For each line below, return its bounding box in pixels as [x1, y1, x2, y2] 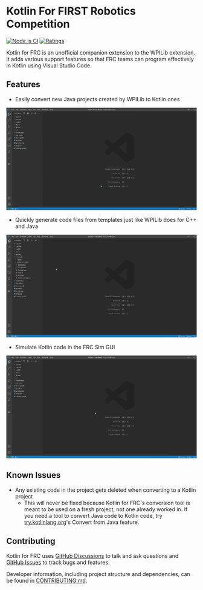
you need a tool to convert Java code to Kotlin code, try [24, 512, 163, 519]
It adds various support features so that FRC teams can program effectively [6, 55, 195, 62]
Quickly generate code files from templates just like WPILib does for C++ [14, 216, 197, 223]
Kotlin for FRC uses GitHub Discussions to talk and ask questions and [6, 552, 179, 559]
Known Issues [6, 470, 61, 480]
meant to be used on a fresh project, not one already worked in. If [24, 505, 188, 513]
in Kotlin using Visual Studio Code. [6, 62, 92, 69]
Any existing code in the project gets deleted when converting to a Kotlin [14, 486, 196, 494]
